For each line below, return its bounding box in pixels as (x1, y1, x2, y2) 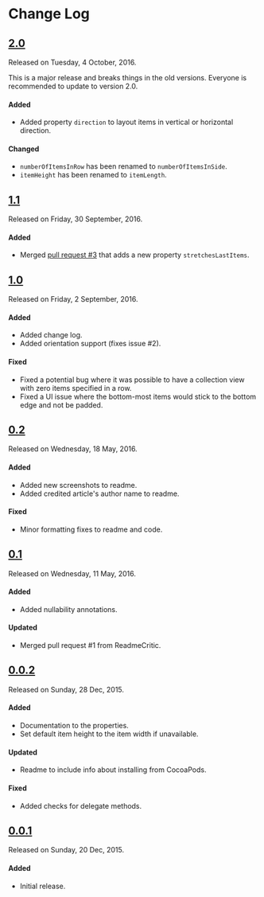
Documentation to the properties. (19, 721, 129, 731)
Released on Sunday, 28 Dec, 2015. (8, 684, 125, 694)
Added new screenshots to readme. (19, 480, 138, 489)
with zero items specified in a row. (19, 383, 132, 392)
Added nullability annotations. (19, 604, 118, 614)
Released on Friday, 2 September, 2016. (8, 294, 138, 304)
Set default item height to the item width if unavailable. (19, 729, 199, 739)
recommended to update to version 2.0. (8, 81, 138, 91)
